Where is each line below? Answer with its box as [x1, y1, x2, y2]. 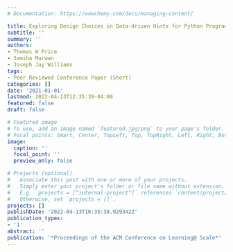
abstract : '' [7, 228, 45, 235]
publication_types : [7, 215, 64, 222]
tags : [7, 67, 23, 75]
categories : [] [7, 80, 51, 87]
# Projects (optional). [7, 170, 76, 177]
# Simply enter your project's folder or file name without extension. [7, 183, 225, 190]
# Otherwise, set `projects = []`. [7, 195, 116, 203]
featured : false [7, 100, 54, 107]
